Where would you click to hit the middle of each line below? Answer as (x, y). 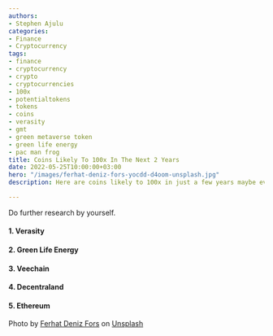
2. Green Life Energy (43, 250)
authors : (23, 16)
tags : (17, 54)
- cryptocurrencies (41, 84)
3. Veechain (29, 268)
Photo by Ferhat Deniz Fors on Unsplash (76, 324)
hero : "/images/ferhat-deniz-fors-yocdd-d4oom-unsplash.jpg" (114, 175)
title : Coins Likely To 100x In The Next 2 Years (94, 159)
